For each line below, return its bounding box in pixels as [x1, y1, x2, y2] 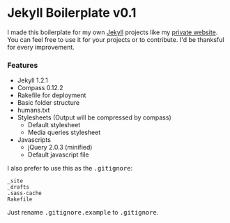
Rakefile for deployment [17, 91, 86, 99]
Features [7, 60, 38, 70]
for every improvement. [7, 43, 75, 51]
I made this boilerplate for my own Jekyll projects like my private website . [7, 28, 218, 36]
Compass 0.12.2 [17, 84, 64, 92]
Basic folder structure [17, 99, 80, 107]
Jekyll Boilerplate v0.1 [7, 5, 137, 21]
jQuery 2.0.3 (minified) [27, 143, 93, 152]
